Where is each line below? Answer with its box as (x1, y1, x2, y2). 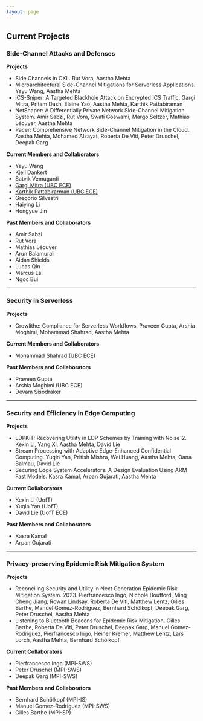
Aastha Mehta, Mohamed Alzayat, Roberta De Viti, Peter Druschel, (14, 132, 180, 140)
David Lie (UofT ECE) (14, 509, 68, 516)
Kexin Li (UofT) (14, 496, 53, 503)
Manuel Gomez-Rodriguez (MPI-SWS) (14, 702, 111, 710)
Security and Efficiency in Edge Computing (6, 409, 135, 417)
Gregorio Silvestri (14, 195, 59, 202)
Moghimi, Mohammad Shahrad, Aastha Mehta (14, 328, 130, 335)
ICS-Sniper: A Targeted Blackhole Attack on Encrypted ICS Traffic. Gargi (14, 94, 195, 102)
